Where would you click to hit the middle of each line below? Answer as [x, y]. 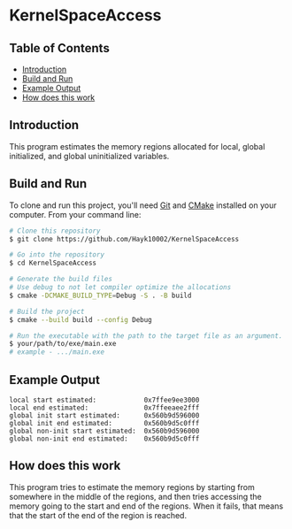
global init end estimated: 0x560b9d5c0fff [104, 423]
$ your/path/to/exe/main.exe [63, 344]
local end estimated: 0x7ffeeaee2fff [104, 408]
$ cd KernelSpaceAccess [53, 263]
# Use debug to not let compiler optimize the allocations [120, 287]
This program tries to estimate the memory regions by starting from [132, 487]
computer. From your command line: [75, 214]
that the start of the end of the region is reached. [98, 515]
